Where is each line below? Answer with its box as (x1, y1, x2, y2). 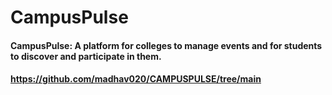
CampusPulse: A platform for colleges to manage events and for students (10, 39, 323, 51)
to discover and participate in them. (10, 50, 162, 62)
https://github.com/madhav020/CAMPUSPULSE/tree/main (10, 73, 262, 85)
